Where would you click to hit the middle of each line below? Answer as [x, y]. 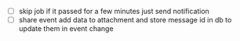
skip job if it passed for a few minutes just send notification [114, 11]
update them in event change [66, 29]
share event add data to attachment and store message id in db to [125, 20]
